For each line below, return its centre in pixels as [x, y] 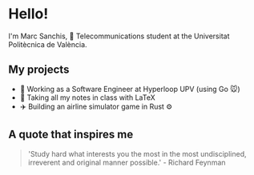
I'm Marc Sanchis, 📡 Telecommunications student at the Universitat [119, 36]
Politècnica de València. [48, 44]
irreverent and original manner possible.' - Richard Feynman [127, 162]
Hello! [28, 14]
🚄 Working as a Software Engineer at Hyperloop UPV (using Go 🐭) [130, 89]
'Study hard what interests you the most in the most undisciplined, [137, 153]
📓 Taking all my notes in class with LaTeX [87, 97]
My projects [39, 70]
